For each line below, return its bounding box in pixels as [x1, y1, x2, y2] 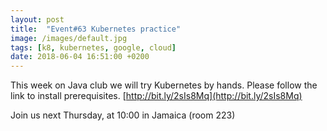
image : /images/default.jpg [10, 33, 128, 43]
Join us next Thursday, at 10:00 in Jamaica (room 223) [10, 109, 236, 121]
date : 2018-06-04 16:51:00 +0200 [10, 52, 150, 62]
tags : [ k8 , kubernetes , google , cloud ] [10, 42, 177, 53]
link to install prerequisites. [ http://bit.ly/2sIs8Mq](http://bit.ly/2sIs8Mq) [10, 90, 303, 102]
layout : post [10, 14, 65, 25]
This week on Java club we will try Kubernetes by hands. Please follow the [10, 79, 318, 91]
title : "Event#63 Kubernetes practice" [10, 24, 182, 34]
